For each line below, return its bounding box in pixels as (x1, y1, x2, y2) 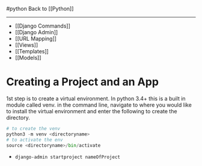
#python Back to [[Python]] (6, 5, 74, 12)
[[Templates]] (14, 48, 49, 55)
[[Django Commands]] (14, 22, 71, 29)
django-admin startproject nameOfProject (14, 154, 120, 161)
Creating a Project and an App (6, 75, 159, 89)
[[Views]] (14, 41, 38, 49)
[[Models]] (14, 54, 41, 61)
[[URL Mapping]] (14, 35, 57, 42)
